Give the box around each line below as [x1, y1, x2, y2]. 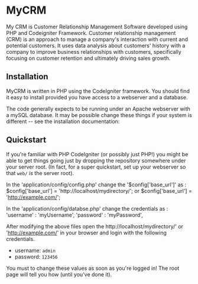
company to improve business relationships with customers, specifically [6, 48, 181, 55]
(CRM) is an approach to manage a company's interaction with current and [6, 35, 188, 43]
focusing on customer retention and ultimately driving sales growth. [6, 54, 171, 62]
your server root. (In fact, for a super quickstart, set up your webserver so [6, 163, 186, 170]
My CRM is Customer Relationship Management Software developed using [6, 23, 188, 30]
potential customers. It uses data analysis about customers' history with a [6, 42, 186, 49]
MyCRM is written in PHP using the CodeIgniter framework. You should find [6, 87, 190, 95]
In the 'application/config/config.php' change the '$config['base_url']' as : [6, 181, 187, 188]
